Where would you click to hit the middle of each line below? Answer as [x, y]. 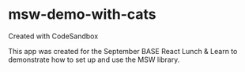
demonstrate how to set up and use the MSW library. [94, 59]
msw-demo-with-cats [82, 14]
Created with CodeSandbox [53, 36]
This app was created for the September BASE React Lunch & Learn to [123, 51]
